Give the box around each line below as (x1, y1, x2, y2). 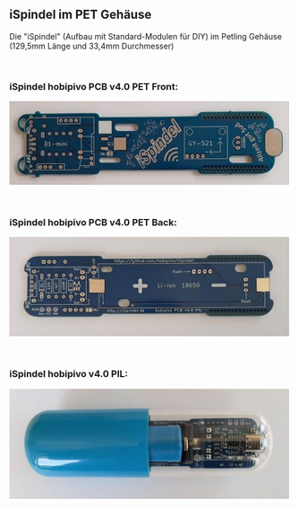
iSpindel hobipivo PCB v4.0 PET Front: (9, 80, 179, 92)
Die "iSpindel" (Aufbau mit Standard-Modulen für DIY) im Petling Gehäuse (9, 31, 282, 41)
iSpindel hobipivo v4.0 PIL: (9, 368, 128, 380)
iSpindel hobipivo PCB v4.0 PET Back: (9, 216, 177, 229)
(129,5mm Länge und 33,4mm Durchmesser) (9, 40, 175, 51)
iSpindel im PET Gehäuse (9, 7, 152, 22)
